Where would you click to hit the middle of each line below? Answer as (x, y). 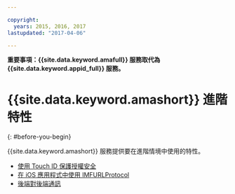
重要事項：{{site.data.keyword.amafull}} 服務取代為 (84, 60)
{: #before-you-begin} (39, 137)
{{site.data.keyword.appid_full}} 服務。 (66, 69)
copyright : (23, 20)
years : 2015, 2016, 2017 (50, 26)
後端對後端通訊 (39, 183)
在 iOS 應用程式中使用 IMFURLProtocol (73, 175)
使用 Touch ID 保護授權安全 (57, 166)
